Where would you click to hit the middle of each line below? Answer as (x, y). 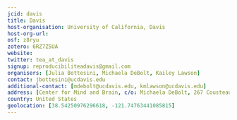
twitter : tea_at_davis (41, 60)
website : (20, 54)
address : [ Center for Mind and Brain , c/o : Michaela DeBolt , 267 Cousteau (120, 92)
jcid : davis (25, 14)
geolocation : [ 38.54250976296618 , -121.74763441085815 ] (91, 106)
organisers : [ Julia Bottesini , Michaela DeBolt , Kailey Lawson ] (104, 73)
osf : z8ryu (23, 40)
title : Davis (26, 20)
